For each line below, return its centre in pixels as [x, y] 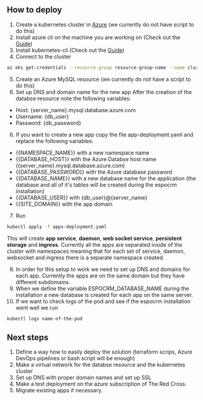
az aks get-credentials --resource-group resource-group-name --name [96, 68]
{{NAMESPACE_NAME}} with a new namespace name [82, 153]
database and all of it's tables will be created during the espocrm [96, 185]
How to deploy [35, 10]
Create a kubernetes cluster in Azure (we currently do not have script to [105, 24]
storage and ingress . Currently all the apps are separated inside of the [95, 244]
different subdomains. [43, 282]
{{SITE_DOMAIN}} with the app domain [64, 204]
